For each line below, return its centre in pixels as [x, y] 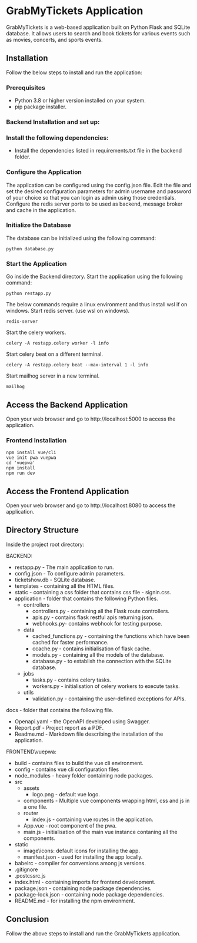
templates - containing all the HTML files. [64, 586]
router [31, 813]
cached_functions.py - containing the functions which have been [111, 636]
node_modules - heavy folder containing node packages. [84, 775]
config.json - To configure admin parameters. [70, 573]
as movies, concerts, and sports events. [54, 39]
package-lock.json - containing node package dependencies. [89, 894]
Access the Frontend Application [68, 491]
